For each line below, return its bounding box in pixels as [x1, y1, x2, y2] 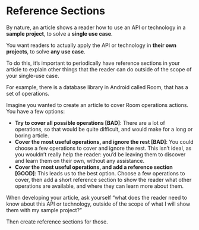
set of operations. [6, 90, 49, 97]
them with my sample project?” [6, 206, 82, 213]
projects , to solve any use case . [6, 48, 86, 55]
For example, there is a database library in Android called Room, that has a [6, 83, 188, 90]
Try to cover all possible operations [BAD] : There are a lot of [14, 119, 165, 126]
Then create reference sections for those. [6, 218, 108, 225]
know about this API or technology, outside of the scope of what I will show [6, 200, 191, 207]
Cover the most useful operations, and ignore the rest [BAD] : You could [14, 138, 194, 145]
